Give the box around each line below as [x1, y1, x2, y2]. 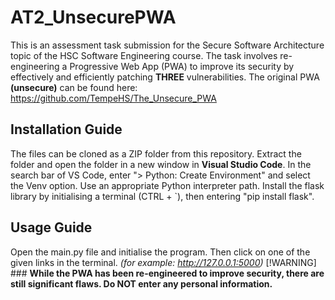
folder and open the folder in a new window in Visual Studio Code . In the [10, 158, 312, 170]
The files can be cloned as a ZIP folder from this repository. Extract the [10, 147, 302, 160]
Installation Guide [10, 121, 123, 138]
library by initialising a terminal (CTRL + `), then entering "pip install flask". [10, 190, 315, 202]
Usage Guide [10, 219, 93, 236]
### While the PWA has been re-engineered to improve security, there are [10, 267, 325, 279]
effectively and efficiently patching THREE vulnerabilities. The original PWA [10, 71, 320, 83]
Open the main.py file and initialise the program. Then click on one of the [10, 246, 311, 258]
